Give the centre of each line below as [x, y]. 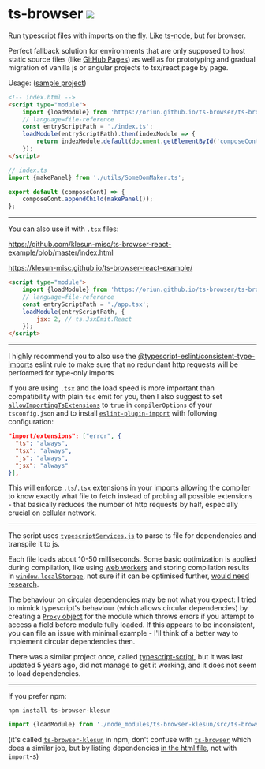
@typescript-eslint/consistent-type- [196, 357]
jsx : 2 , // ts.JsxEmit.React [84, 319]
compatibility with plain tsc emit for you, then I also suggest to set [115, 397]
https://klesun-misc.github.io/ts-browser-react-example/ [101, 268]
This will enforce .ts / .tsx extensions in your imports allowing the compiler [129, 488]
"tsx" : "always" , [44, 450]
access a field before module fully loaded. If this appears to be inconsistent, [132, 625]
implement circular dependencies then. [72, 642]
